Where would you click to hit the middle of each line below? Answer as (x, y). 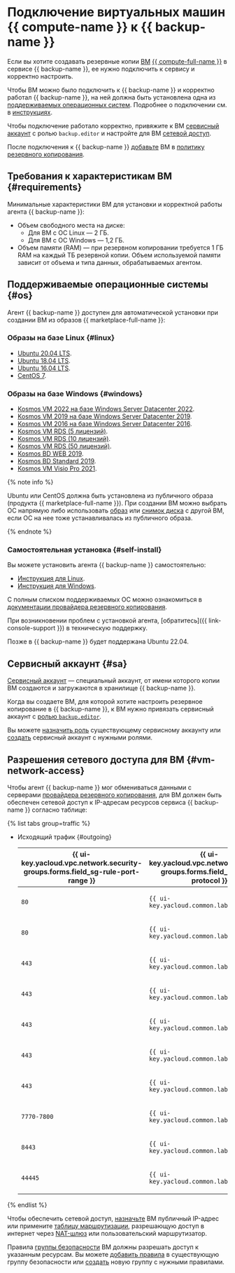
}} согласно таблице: (56, 810)
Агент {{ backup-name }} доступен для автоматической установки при (113, 312)
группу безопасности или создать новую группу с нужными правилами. (116, 1262)
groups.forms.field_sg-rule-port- (81, 872)
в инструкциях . (30, 112)
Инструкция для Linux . (51, 578)
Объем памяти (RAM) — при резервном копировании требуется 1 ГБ (120, 247)
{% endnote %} (30, 532)
